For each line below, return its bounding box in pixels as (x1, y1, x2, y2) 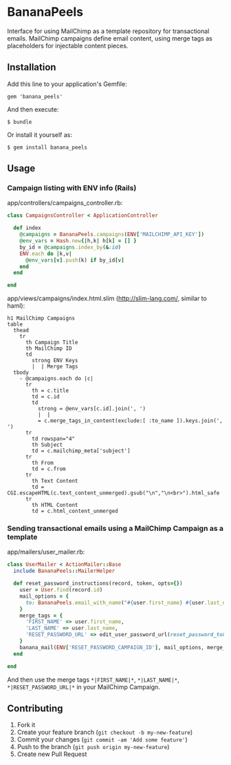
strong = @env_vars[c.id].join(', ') (37, 406, 146, 412)
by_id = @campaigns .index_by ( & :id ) (19, 244, 122, 251)
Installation (7, 61, 56, 73)
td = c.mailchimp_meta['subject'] (32, 448, 131, 454)
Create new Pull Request (16, 750, 87, 758)
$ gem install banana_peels (7, 144, 88, 151)
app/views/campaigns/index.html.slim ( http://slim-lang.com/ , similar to (7, 294, 208, 303)
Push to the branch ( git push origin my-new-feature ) (16, 743, 170, 751)
